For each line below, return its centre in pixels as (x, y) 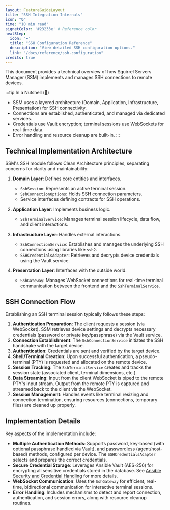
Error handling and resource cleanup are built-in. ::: (66, 135)
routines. (22, 503)
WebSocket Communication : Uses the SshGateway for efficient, (79, 481)
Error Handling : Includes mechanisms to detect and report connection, (87, 492)
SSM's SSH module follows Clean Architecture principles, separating (77, 163)
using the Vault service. (45, 261)
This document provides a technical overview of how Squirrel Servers (78, 72)
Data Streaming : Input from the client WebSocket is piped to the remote (88, 378)
